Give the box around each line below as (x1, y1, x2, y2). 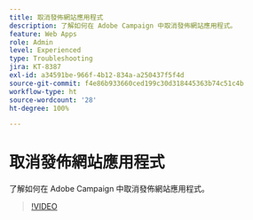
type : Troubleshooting (9, 54, 93, 63)
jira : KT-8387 (9, 63, 62, 72)
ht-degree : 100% (9, 104, 69, 113)
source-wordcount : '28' (9, 95, 98, 105)
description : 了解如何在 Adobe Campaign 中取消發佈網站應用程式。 (9, 21, 237, 30)
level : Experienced (9, 46, 82, 55)
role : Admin (9, 37, 53, 47)
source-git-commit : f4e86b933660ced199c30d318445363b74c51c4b (9, 79, 244, 88)
